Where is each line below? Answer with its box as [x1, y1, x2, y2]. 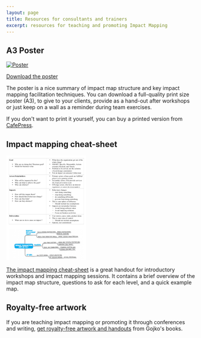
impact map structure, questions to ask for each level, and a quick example [6, 279, 192, 286]
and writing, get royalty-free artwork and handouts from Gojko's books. [6, 325, 183, 332]
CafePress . [6, 122, 34, 129]
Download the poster [6, 73, 58, 80]
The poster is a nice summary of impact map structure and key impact [6, 85, 180, 92]
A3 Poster [6, 45, 44, 55]
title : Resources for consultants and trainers [6, 16, 128, 22]
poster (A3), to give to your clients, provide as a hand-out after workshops [6, 97, 190, 104]
